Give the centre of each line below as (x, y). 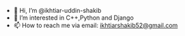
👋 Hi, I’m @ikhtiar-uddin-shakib (57, 11)
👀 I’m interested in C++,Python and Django (74, 18)
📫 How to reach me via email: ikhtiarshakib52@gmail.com (96, 25)
